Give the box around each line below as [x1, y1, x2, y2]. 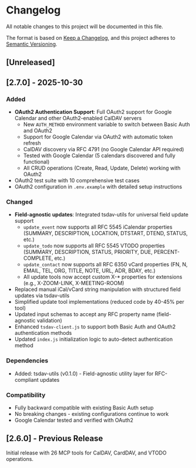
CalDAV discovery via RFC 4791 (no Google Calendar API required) [23, 146, 184, 153]
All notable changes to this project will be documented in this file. [6, 23, 164, 30]
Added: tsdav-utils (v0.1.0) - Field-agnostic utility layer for [14, 370, 154, 377]
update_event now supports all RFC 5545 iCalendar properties [23, 223, 173, 230]
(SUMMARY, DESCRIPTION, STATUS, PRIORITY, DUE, [23, 249, 153, 256]
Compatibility [6, 391, 46, 399]
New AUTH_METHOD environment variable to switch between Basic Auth [23, 121, 190, 128]
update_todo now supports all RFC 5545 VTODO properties [23, 242, 165, 249]
